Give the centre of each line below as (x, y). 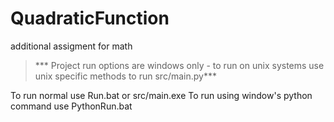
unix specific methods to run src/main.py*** (125, 76)
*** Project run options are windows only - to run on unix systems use (179, 65)
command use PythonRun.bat (71, 106)
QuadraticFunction (90, 18)
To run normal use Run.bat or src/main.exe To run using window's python (161, 95)
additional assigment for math (71, 46)
